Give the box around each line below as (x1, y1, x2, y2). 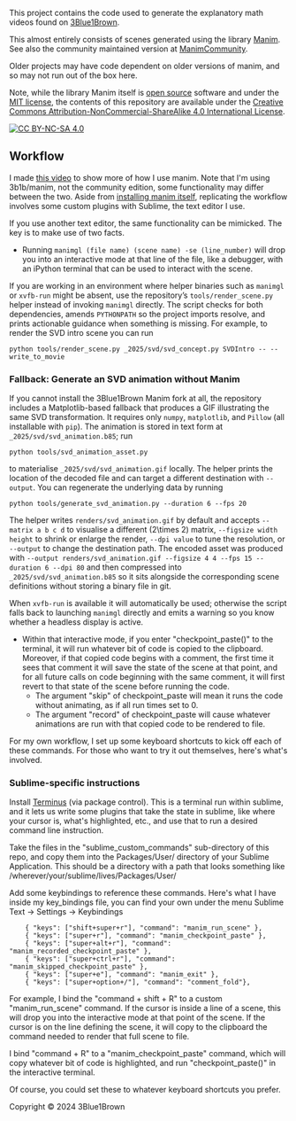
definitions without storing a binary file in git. (9, 580, 172, 592)
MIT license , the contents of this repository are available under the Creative (9, 97, 285, 107)
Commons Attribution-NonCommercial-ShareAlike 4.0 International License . (9, 106, 285, 116)
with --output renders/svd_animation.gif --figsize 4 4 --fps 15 (9, 553, 253, 564)
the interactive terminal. (9, 1067, 95, 1078)
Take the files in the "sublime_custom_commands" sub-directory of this (9, 842, 269, 853)
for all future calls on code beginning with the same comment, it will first (21, 672, 285, 682)
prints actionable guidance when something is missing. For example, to (9, 318, 268, 329)
